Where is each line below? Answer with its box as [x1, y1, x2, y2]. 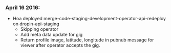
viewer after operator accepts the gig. [20, 42, 100, 48]
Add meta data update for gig [20, 32, 83, 38]
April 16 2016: [5, 4, 40, 11]
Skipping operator [20, 26, 59, 32]
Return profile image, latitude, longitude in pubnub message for [20, 37, 155, 43]
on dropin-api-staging [12, 21, 60, 27]
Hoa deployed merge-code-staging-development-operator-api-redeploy [12, 16, 166, 22]
